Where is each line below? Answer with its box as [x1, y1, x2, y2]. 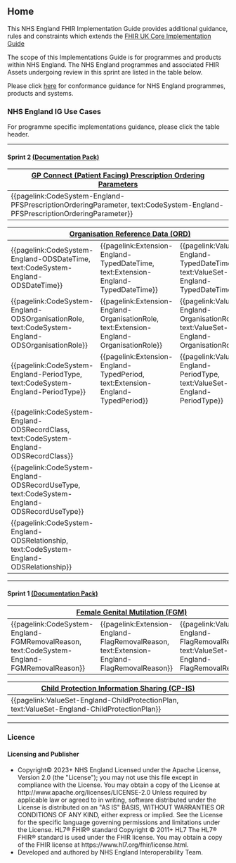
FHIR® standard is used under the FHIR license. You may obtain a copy [17, 833, 223, 841]
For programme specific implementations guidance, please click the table [7, 122, 220, 131]
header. [7, 130, 29, 139]
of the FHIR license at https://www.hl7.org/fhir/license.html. [17, 840, 189, 849]
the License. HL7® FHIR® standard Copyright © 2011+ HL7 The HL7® [17, 825, 218, 833]
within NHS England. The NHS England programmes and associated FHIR [7, 60, 220, 69]
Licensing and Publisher [7, 750, 79, 759]
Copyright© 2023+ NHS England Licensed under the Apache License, [17, 765, 221, 774]
